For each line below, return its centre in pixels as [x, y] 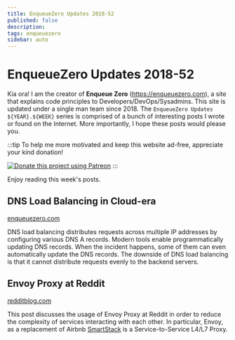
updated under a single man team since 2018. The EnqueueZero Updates [110, 109]
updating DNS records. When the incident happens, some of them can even [117, 247]
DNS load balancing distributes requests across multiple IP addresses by [112, 231]
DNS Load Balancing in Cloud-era [82, 202]
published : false [33, 20]
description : [26, 27]
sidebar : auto [28, 40]
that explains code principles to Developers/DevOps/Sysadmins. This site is [116, 102]
